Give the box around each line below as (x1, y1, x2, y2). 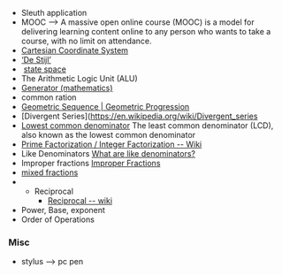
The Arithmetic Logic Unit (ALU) (20, 73, 138, 83)
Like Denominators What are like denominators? (20, 149, 196, 158)
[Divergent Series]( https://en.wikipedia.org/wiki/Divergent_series (20, 111, 258, 121)
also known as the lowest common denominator (20, 130, 196, 140)
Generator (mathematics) (20, 83, 113, 93)
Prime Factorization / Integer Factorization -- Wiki (20, 139, 202, 149)
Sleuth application (20, 8, 88, 18)
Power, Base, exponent (20, 205, 105, 215)
